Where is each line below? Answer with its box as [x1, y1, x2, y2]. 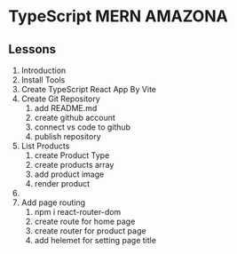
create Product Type [34, 150, 110, 161]
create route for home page [34, 216, 136, 226]
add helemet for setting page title [34, 235, 157, 245]
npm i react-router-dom [34, 207, 122, 217]
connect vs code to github [34, 122, 130, 132]
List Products [20, 140, 70, 151]
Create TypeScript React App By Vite [20, 84, 157, 94]
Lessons [8, 42, 57, 57]
